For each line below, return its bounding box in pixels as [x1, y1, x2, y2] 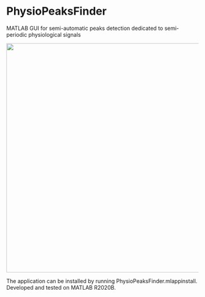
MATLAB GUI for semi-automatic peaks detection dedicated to [6, 24, 164, 32]
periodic [6, 31, 27, 38]
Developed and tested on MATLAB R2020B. [6, 284, 116, 291]
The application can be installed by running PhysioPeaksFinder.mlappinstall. [6, 277, 198, 285]
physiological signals [28, 31, 81, 38]
